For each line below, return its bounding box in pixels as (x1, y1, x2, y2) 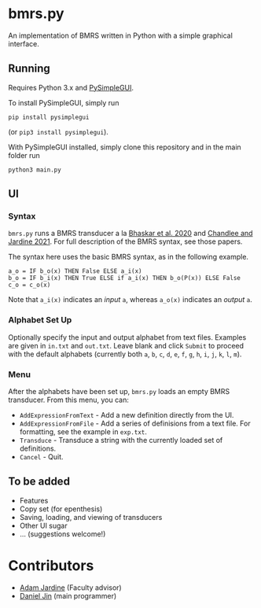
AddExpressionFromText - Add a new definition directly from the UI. (19, 411, 234, 420)
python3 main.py (8, 166, 61, 174)
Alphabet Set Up (8, 315, 72, 326)
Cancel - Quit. (19, 452, 64, 462)
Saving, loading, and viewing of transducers (19, 512, 163, 521)
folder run (8, 150, 41, 160)
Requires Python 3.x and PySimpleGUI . (8, 83, 134, 92)
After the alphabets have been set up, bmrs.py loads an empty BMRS (8, 387, 230, 396)
